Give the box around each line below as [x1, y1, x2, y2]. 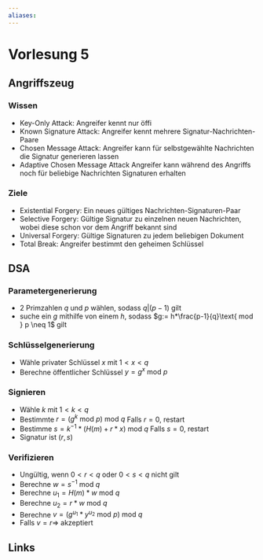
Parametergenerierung [8, 286, 97, 297]
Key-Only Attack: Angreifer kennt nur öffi [19, 118, 152, 127]
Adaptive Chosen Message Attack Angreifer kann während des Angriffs [19, 160, 251, 169]
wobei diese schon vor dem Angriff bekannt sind [19, 222, 177, 232]
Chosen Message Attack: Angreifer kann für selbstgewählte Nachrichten [19, 143, 254, 153]
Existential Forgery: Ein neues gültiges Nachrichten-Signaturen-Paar [19, 205, 241, 215]
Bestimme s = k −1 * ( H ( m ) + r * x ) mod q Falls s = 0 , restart [19, 422, 210, 433]
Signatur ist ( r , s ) [19, 433, 73, 442]
